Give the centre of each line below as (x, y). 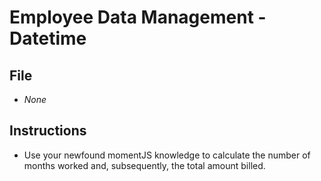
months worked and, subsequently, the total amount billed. (144, 165)
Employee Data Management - (138, 17)
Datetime (48, 38)
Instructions (48, 131)
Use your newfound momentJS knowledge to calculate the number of (167, 155)
